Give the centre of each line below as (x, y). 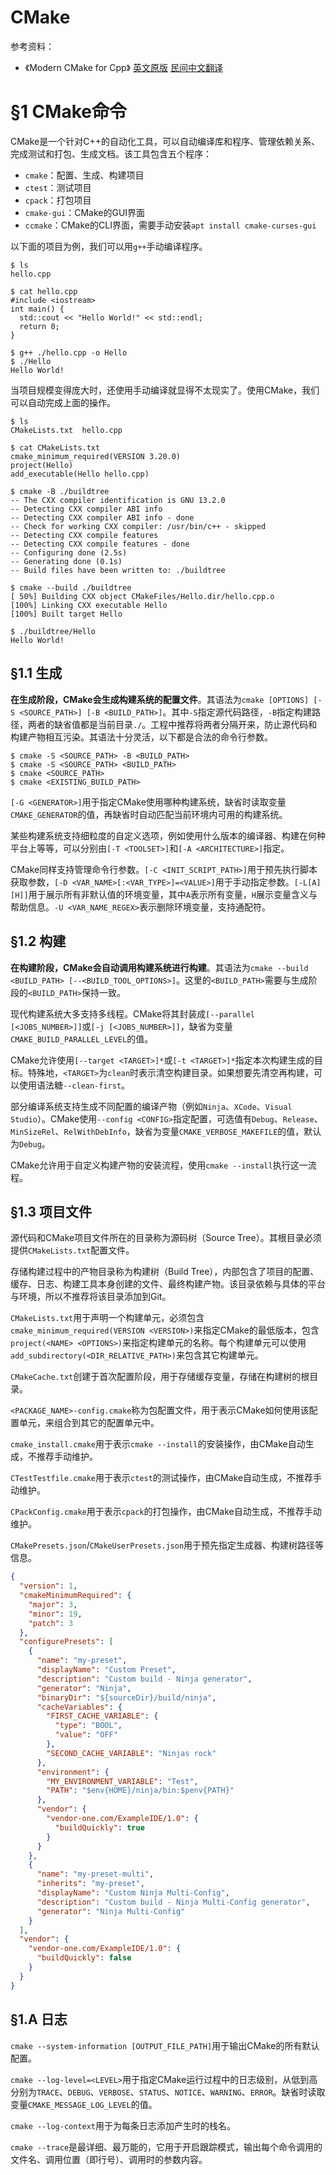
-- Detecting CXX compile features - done (100, 544)
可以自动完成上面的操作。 (63, 402)
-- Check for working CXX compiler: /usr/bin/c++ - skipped (138, 526)
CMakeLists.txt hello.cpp (66, 430)
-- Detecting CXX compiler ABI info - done (102, 517)
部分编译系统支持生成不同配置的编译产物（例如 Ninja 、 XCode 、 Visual (151, 1106)
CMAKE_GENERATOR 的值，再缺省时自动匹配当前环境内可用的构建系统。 (149, 814)
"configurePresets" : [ (66, 1642)
